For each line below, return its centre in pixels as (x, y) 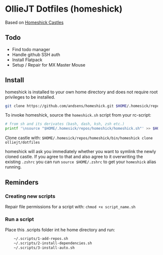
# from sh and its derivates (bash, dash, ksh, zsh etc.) (65, 124)
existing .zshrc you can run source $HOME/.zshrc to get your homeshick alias (81, 162)
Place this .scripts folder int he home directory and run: (60, 230)
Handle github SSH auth (36, 54)
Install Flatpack (27, 60)
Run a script (19, 219)
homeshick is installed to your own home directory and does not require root (81, 92)
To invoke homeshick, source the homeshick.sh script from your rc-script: (78, 115)
